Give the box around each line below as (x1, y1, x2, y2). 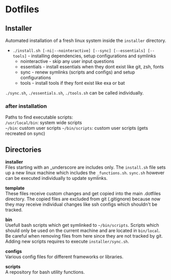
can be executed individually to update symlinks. (5, 175, 108, 181)
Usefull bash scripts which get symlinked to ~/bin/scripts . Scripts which (5, 222, 159, 228)
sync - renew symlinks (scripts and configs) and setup (20, 69, 135, 75)
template (5, 185, 25, 191)
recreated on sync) (5, 130, 45, 136)
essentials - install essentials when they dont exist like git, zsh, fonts (20, 64, 164, 69)
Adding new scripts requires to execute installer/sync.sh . (5, 239, 129, 245)
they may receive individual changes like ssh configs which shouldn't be (5, 201, 157, 207)
